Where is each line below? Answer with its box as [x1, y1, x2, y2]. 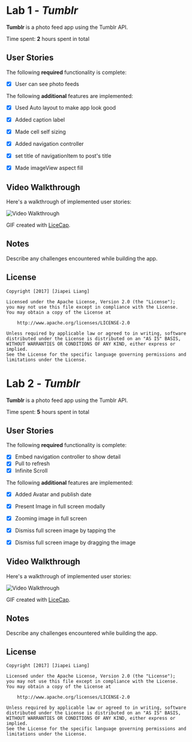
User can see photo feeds [14, 80, 79, 87]
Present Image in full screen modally [14, 502, 106, 510]
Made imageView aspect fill [14, 164, 83, 172]
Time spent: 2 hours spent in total [6, 35, 90, 42]
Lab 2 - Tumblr [6, 377, 80, 390]
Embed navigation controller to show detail [14, 453, 121, 460]
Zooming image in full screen [14, 515, 87, 522]
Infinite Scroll [14, 467, 48, 474]
